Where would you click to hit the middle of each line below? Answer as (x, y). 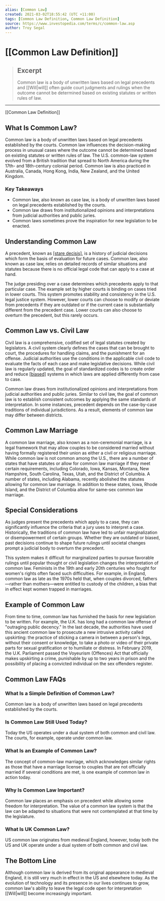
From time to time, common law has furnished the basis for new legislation (80, 617)
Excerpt (29, 70)
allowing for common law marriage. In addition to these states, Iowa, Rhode (81, 484)
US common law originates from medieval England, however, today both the (82, 840)
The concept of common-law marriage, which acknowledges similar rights (80, 762)
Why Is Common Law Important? (45, 790)
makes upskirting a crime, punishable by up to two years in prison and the (80, 658)
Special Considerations (41, 510)
